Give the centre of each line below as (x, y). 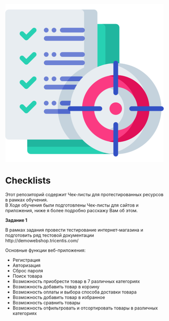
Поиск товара (27, 276)
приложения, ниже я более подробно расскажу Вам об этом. (72, 210)
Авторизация (27, 265)
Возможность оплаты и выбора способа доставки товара (74, 292)
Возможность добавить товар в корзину (56, 286)
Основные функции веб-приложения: (46, 250)
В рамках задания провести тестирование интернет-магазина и (74, 230)
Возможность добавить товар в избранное (59, 297)
